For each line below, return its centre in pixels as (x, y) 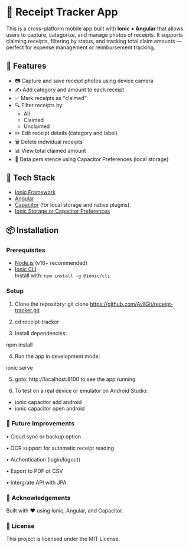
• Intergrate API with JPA (36, 482)
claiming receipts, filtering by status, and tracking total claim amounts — (94, 41)
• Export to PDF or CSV (35, 471)
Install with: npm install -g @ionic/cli (62, 275)
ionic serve (20, 367)
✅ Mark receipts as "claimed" (50, 98)
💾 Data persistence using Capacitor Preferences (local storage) (92, 159)
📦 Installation (32, 230)
